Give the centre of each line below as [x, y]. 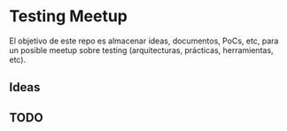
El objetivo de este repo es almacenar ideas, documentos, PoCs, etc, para [144, 41]
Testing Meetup [69, 16]
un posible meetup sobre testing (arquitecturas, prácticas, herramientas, [141, 50]
